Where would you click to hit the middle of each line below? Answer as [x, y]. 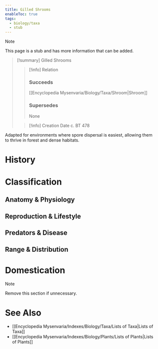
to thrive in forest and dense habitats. [42, 140]
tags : [10, 18]
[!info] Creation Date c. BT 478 [59, 125]
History [20, 160]
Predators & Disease [36, 233]
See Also [23, 313]
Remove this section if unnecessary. [41, 293]
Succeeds [41, 82]
